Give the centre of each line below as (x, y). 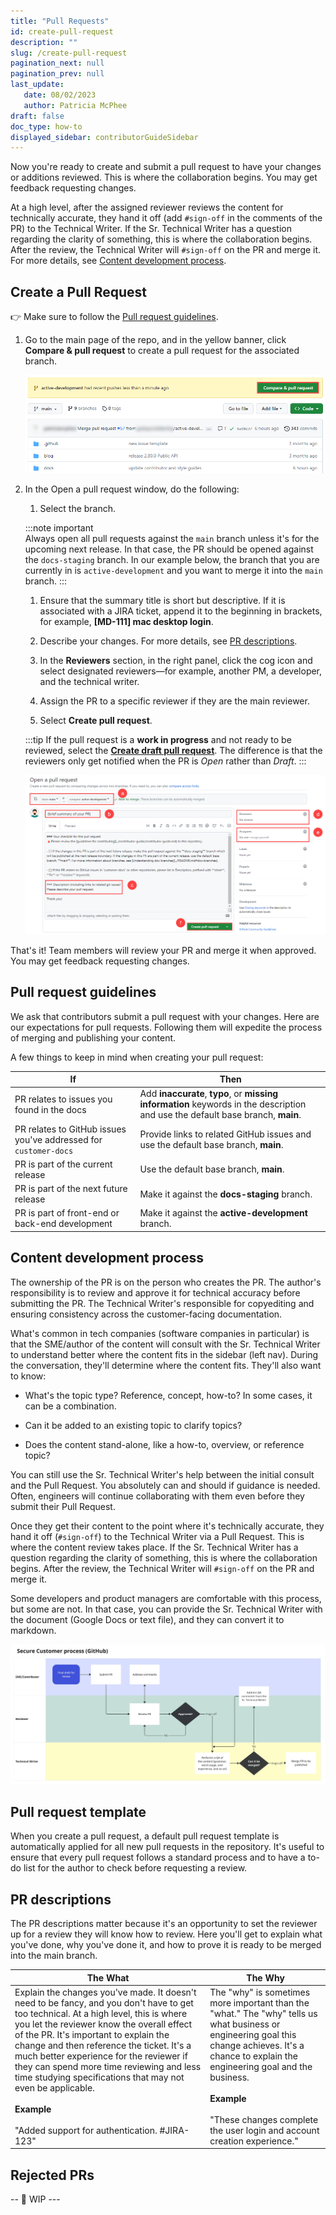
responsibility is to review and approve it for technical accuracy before (155, 1292)
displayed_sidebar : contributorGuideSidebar (104, 137)
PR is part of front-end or (67, 1213)
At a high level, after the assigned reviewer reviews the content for (147, 207)
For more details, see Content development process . (118, 261)
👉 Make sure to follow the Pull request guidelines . (114, 317)
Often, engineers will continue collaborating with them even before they (157, 1496)
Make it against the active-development (223, 1213)
